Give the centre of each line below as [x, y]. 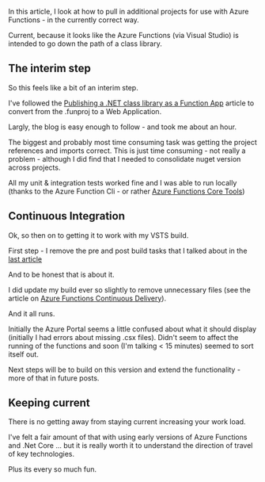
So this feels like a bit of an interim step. [73, 87]
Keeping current [49, 403]
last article [25, 259]
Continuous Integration [66, 216]
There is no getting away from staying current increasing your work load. [127, 422]
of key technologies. [42, 454]
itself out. [24, 354]
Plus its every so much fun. [53, 469]
